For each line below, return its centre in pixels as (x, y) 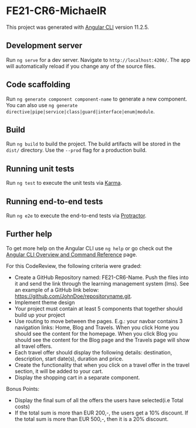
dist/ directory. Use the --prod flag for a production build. (76, 150)
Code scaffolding (38, 84)
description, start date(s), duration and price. (69, 359)
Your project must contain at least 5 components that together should (99, 308)
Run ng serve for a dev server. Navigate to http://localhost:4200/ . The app (98, 59)
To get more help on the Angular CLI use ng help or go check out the (89, 248)
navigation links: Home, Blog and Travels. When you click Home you (97, 327)
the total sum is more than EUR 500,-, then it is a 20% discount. (92, 419)
